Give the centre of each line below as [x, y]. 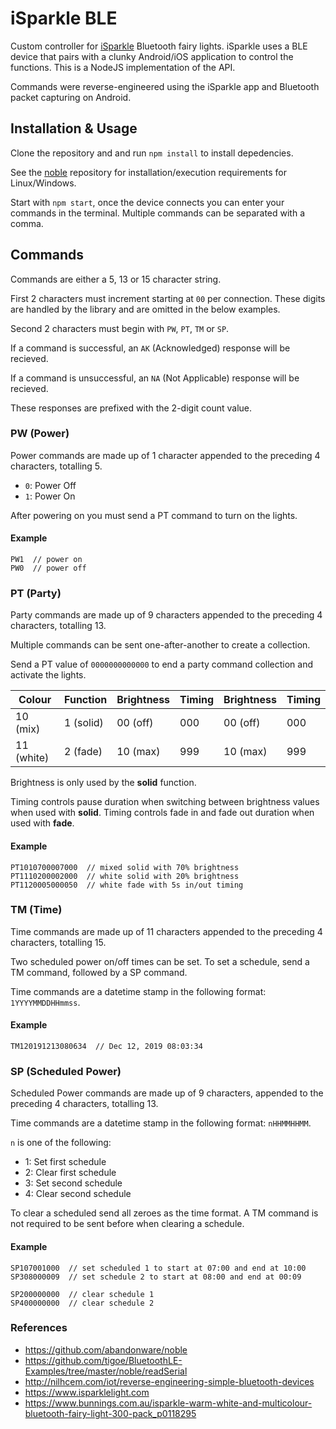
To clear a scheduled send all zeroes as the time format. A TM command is [164, 1213]
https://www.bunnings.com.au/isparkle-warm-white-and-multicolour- [168, 1403]
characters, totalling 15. [58, 942]
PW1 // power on [46, 560]
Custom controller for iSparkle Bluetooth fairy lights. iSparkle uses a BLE [159, 46]
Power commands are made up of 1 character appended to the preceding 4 [165, 455]
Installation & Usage [74, 128]
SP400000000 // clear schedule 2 [82, 1303]
